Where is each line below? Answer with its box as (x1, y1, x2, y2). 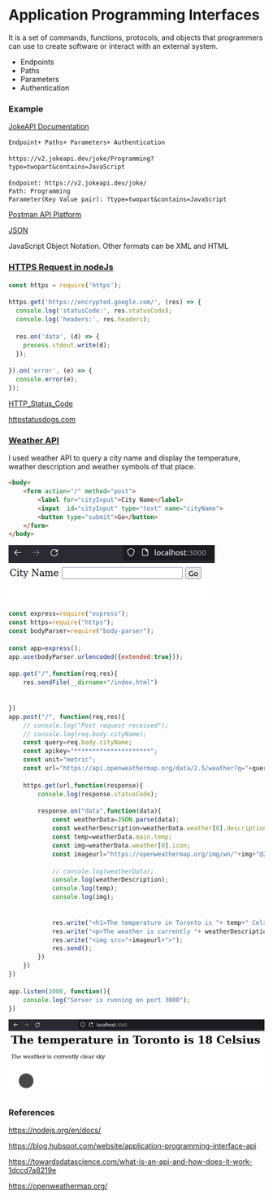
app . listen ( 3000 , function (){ (8, 987, 111, 996)
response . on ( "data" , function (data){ (37, 807, 162, 815)
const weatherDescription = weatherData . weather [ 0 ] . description (51, 824, 267, 833)
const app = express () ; (8, 644, 82, 652)
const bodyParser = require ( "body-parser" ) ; (8, 627, 154, 635)
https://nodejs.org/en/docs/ (8, 1125, 102, 1136)
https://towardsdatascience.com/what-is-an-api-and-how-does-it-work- (8, 1157, 253, 1166)
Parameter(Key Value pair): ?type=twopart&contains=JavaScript (8, 195, 227, 204)
